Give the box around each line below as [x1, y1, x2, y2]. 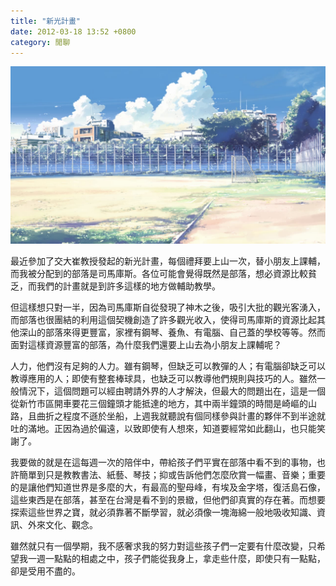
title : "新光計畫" [10, 16, 82, 26]
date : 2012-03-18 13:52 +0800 [10, 26, 137, 37]
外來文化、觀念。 [27, 518, 98, 530]
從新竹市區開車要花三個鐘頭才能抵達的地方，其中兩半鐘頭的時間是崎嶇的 [10, 397, 308, 409]
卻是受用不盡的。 [10, 565, 81, 577]
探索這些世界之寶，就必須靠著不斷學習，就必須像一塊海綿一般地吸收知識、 [10, 506, 317, 518]
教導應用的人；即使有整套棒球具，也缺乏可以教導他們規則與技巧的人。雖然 [10, 372, 317, 384]
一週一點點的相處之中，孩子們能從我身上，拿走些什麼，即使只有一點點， [27, 552, 326, 564]
